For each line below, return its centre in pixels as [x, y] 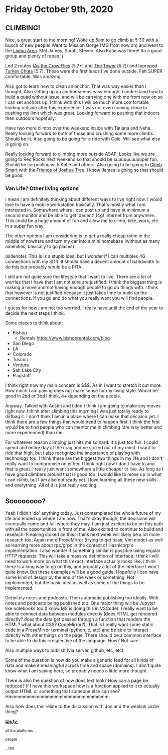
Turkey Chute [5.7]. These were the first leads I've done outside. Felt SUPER [84, 71]
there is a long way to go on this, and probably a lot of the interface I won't [82, 567]
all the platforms [19, 731]
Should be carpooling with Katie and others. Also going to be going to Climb [83, 164]
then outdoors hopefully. [31, 118]
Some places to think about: [34, 323]
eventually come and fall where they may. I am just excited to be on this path [84, 524]
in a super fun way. [25, 226]
